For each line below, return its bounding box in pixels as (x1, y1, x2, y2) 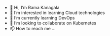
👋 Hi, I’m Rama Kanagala (9, 5, 60, 10)
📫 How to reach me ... (9, 26, 56, 31)
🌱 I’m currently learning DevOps (9, 15, 75, 20)
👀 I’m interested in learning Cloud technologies (9, 10, 105, 16)
